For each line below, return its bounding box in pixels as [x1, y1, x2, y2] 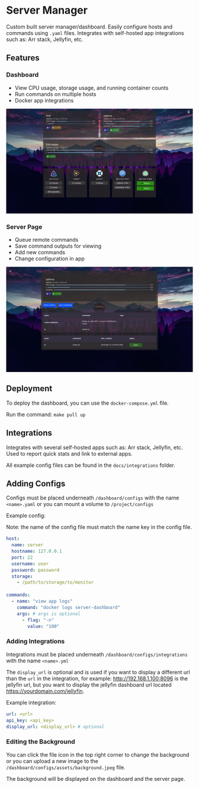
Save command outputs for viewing [14, 242, 102, 249]
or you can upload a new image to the [6, 757, 99, 764]
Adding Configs [6, 478, 66, 489]
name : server [11, 542, 44, 548]
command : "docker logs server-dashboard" [17, 604, 120, 610]
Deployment [6, 383, 53, 394]
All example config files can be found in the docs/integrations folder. [6, 462, 176, 469]
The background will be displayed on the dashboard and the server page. [6, 775, 185, 782]
